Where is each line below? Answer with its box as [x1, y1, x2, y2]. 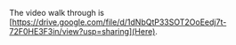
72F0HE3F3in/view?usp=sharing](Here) [9, 26, 156, 36]
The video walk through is [9, 8, 105, 18]
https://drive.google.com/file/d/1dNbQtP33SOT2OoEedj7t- [12, 17, 227, 27]
